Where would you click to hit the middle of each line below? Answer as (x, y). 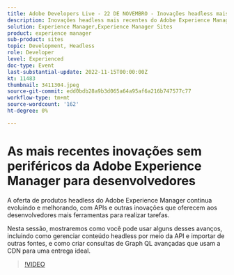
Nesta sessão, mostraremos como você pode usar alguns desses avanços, (115, 228)
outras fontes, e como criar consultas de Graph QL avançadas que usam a (114, 243)
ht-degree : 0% (28, 111)
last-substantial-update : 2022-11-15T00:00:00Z (78, 72)
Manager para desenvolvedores (102, 181)
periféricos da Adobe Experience (104, 166)
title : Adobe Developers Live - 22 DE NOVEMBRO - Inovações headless (110, 14)
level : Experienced (36, 59)
